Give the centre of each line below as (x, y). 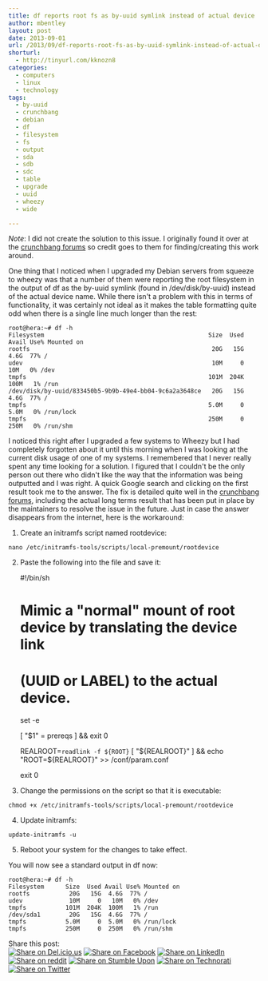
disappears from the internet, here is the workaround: (97, 517)
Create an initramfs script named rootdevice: (93, 533)
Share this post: (34, 943)
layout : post (30, 30)
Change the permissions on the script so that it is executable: (120, 790)
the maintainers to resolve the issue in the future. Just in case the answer (129, 509)
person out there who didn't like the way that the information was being (126, 475)
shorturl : (25, 53)
